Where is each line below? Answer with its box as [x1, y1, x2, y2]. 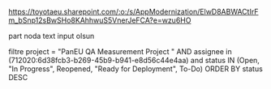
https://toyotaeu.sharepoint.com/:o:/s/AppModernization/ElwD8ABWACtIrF [8, 7, 259, 16]
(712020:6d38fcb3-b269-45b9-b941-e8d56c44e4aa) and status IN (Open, [8, 56, 260, 65]
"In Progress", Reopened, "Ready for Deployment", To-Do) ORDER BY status [8, 64, 264, 74]
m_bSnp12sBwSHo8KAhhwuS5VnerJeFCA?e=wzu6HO [8, 15, 191, 25]
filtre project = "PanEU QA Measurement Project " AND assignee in [8, 47, 233, 56]
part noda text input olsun [8, 32, 95, 40]
